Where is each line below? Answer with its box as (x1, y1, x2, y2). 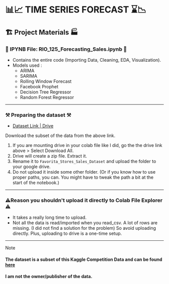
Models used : (12, 62, 42, 68)
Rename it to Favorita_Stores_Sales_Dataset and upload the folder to (12, 159, 156, 165)
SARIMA (20, 73, 38, 79)
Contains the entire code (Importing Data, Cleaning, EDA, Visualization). (12, 57, 161, 63)
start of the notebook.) (12, 180, 59, 186)
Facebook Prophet (20, 83, 59, 89)
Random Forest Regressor (20, 94, 74, 100)
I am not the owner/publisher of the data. (5, 273, 93, 279)
